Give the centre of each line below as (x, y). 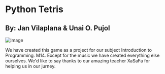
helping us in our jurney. (30, 66)
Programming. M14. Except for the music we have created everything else (82, 55)
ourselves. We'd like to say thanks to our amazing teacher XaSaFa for (78, 61)
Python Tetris (34, 9)
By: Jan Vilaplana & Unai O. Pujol (58, 28)
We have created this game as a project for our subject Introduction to (79, 50)
